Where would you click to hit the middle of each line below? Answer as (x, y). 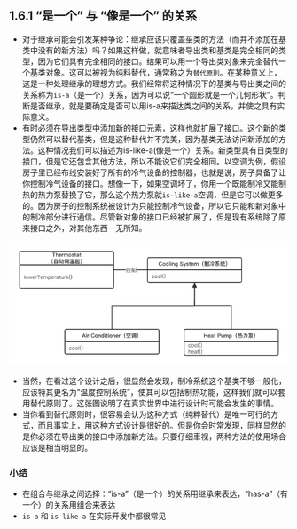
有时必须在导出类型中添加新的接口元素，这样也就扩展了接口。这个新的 (150, 128)
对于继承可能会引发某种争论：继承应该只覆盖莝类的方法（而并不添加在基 (154, 39)
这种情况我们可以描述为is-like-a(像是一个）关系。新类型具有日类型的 (163, 150)
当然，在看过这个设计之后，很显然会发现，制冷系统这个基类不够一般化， (154, 381)
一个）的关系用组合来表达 (69, 505)
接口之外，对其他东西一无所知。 (88, 228)
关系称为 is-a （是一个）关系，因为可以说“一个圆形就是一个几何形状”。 (150, 94)
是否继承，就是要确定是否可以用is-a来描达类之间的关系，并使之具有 (153, 106)
